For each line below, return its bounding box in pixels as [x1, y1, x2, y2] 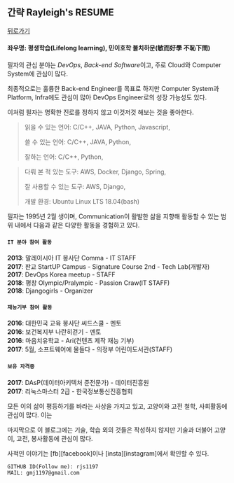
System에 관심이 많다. [7, 69, 69, 78]
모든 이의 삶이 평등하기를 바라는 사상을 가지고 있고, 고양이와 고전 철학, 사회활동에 [7, 402, 228, 410]
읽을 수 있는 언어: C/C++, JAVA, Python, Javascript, [24, 123, 170, 132]
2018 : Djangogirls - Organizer [7, 286, 93, 295]
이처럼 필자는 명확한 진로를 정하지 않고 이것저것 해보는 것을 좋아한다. [7, 108, 194, 117]
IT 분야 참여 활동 [7, 239, 53, 246]
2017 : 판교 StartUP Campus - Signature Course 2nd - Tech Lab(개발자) [7, 262, 210, 271]
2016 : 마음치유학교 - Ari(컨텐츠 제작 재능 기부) [7, 337, 135, 345]
